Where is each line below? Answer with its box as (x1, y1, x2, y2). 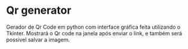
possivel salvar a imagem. (6, 36, 70, 43)
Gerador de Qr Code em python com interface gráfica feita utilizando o (6, 23, 181, 30)
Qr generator (6, 4, 72, 17)
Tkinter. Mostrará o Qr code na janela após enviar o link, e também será (6, 29, 183, 36)
